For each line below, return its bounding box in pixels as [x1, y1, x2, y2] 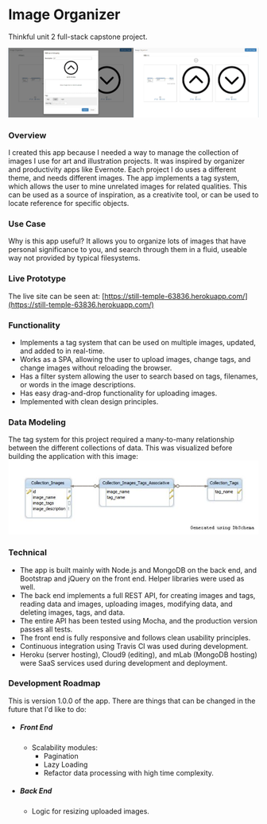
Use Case [8, 219, 46, 230]
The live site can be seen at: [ [8, 291, 105, 301]
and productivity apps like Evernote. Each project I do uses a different [8, 165, 237, 174]
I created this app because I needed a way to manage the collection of [8, 148, 239, 157]
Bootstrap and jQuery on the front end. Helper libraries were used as [19, 573, 245, 583]
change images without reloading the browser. [19, 363, 172, 373]
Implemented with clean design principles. [19, 397, 159, 406]
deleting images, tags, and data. [19, 607, 126, 617]
